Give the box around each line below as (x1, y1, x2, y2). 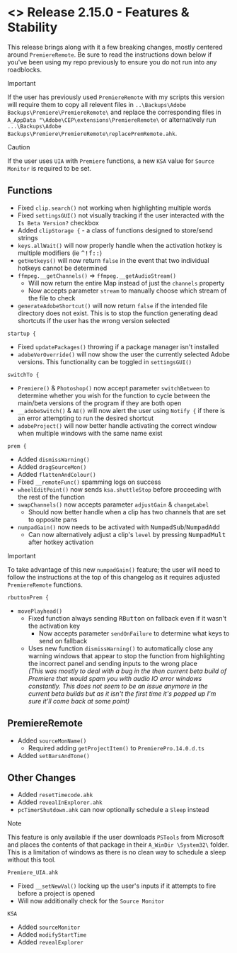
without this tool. (7, 855, 57, 864)
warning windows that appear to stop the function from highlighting (28, 651, 225, 660)
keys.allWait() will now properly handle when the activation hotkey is (17, 241, 223, 249)
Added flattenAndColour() (17, 470, 97, 478)
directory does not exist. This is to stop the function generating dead (17, 309, 218, 317)
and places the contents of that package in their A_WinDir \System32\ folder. (7, 840, 229, 849)
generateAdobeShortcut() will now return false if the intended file (17, 301, 208, 310)
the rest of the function (17, 492, 85, 501)
